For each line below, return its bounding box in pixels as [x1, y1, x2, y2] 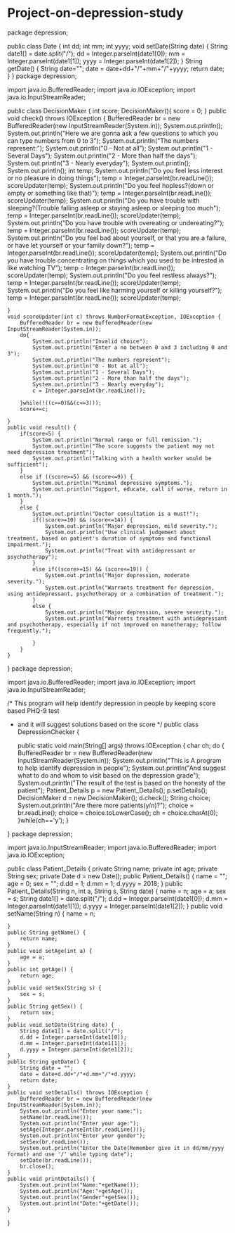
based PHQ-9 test [7, 706, 60, 715]
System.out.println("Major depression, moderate [44, 571, 190, 578]
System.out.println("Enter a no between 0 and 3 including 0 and [32, 343, 228, 351]
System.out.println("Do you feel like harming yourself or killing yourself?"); [7, 286, 222, 294]
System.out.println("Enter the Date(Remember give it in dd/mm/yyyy [20, 1144, 224, 1151]
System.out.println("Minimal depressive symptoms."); [32, 479, 193, 486]
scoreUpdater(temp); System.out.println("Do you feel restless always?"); [7, 271, 217, 279]
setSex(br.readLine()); [20, 1138, 90, 1145]
